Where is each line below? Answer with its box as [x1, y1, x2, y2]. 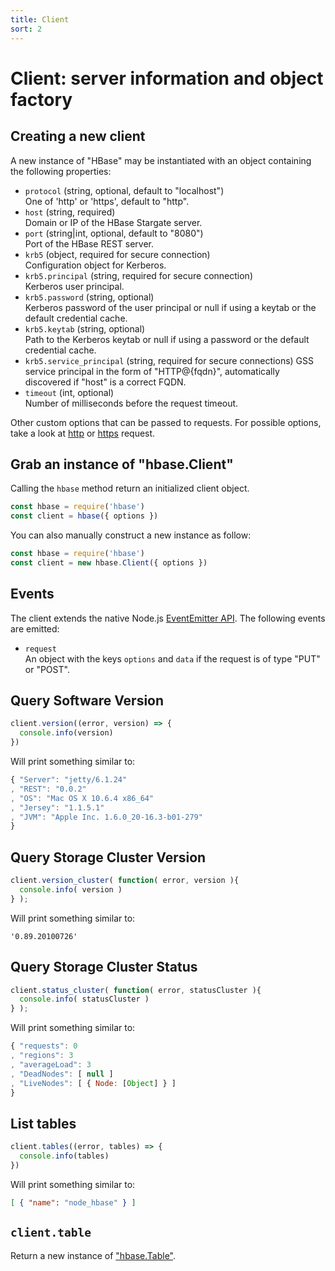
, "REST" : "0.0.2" [10, 784, 87, 794]
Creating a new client [10, 128, 146, 145]
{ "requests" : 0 [10, 1041, 78, 1051]
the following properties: [10, 165, 112, 177]
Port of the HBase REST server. [24, 237, 154, 250]
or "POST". [24, 663, 70, 675]
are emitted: [10, 622, 60, 635]
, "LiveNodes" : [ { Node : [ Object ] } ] [10, 1078, 177, 1088]
